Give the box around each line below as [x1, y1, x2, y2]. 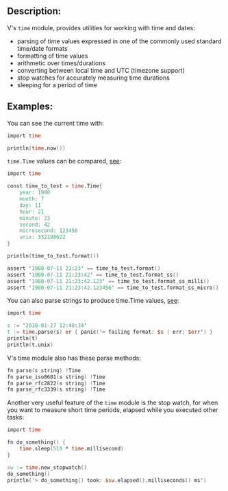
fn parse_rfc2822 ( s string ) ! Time [7, 380, 106, 387]
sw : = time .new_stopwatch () [7, 464, 88, 471]
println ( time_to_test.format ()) [7, 253, 99, 260]
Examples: [7, 101, 53, 113]
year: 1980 [19, 189, 51, 196]
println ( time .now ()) [7, 144, 66, 152]
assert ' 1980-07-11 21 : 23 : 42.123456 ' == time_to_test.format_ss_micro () [7, 284, 219, 291]
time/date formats [16, 44, 68, 52]
